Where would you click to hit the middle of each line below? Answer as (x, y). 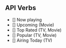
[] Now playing (27, 19)
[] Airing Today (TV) (32, 40)
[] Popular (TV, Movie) (34, 35)
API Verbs (21, 8)
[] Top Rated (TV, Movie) (37, 30)
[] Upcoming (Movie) (33, 25)
